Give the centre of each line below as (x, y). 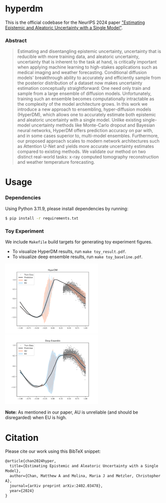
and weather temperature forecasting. (56, 162)
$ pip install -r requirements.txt (42, 218)
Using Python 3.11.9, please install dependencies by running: (67, 209)
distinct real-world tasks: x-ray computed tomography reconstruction (88, 157)
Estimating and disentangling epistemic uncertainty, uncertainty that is (89, 51)
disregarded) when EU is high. (36, 418)
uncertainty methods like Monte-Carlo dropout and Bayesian (93, 125)
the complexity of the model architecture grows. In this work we (82, 104)
